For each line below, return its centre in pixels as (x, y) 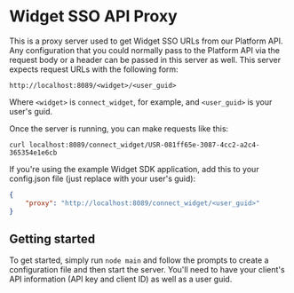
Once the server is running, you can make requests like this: (119, 128)
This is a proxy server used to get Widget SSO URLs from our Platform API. (146, 41)
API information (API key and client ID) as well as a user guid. (121, 279)
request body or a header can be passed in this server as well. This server (145, 59)
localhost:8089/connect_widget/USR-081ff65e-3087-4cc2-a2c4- (144, 145)
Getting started (52, 238)
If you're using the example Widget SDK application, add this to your (134, 169)
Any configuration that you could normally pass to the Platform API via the (144, 50)
